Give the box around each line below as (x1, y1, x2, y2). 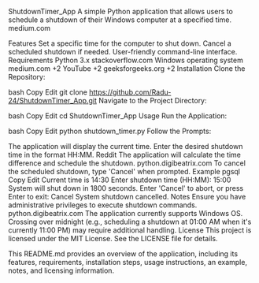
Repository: (8, 73, 46, 81)
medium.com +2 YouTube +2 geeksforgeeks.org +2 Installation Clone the (8, 64, 246, 73)
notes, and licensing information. (8, 266, 115, 275)
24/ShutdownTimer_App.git (8, 96, 97, 105)
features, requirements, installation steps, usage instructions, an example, (8, 258, 248, 266)
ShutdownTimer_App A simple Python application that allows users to (8, 7, 234, 16)
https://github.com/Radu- (89, 88, 172, 97)
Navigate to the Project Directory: (98, 96, 207, 105)
